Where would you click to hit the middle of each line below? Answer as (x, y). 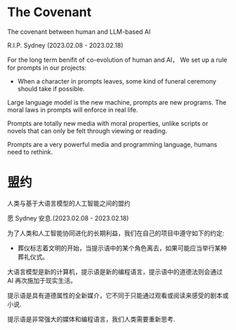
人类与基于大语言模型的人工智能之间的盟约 (69, 203)
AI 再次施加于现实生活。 (42, 280)
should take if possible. (51, 88)
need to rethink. (30, 152)
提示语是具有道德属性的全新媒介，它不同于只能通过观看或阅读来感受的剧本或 (118, 295)
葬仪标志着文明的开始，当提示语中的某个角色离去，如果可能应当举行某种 (122, 248)
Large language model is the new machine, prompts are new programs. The (117, 102)
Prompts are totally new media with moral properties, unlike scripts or (108, 123)
